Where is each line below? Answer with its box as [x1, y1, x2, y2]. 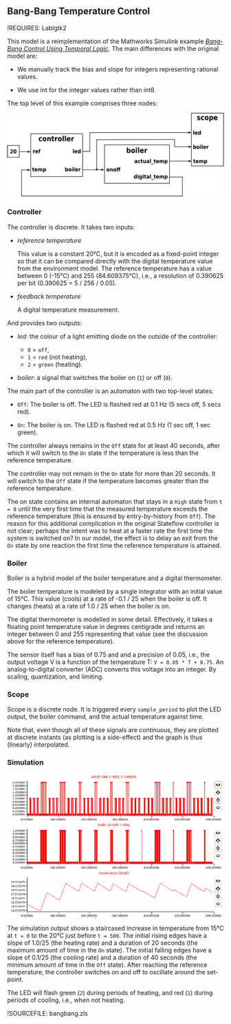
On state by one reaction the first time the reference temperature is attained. [7, 541, 221, 549]
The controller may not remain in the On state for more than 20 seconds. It [7, 469, 216, 478]
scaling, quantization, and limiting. [7, 672, 104, 681]
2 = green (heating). [27, 360, 83, 368]
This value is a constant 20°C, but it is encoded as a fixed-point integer [16, 249, 219, 257]
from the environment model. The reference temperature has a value [16, 264, 212, 273]
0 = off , [27, 345, 49, 354]
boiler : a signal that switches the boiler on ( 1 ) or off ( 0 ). [16, 373, 173, 381]
